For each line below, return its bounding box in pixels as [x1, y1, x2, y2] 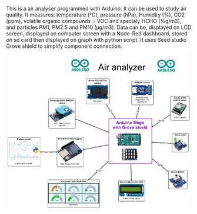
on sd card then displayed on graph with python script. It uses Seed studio [6, 37, 187, 43]
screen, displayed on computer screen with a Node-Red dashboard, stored [6, 30, 188, 37]
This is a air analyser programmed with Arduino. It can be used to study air [6, 5, 187, 12]
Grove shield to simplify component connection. [6, 42, 122, 50]
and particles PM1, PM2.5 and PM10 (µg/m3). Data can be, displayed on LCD [6, 24, 192, 31]
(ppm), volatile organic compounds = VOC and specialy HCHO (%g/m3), [6, 18, 182, 24]
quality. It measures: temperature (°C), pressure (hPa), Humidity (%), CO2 [6, 11, 185, 18]
